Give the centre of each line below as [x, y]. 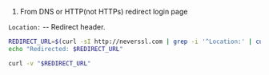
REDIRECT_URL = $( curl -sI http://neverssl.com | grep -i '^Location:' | [130, 41]
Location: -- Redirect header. [57, 27]
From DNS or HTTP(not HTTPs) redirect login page [104, 12]
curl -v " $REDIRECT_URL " [50, 63]
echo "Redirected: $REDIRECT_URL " [66, 49]
